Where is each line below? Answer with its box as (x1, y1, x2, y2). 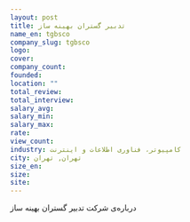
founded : (10, 71, 43, 80)
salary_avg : (10, 104, 54, 113)
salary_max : (10, 121, 54, 130)
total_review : (10, 87, 63, 96)
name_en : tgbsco (10, 29, 70, 38)
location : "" (10, 79, 59, 88)
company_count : (10, 63, 67, 72)
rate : (10, 129, 30, 138)
